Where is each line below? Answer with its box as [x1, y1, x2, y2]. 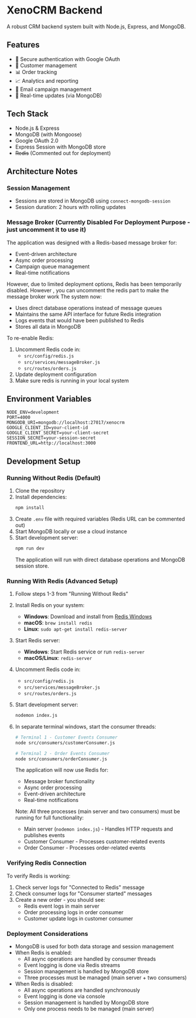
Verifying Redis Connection [6, 859, 87, 867]
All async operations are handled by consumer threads [23, 955, 156, 963]
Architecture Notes [6, 166, 78, 176]
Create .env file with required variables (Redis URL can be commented [15, 515, 185, 523]
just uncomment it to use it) [6, 225, 87, 234]
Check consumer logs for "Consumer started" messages [15, 890, 153, 897]
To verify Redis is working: [6, 872, 71, 879]
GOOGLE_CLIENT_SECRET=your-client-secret [6, 430, 109, 436]
